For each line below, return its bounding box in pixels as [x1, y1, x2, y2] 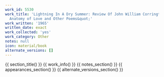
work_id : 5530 [5, 7, 34, 12]
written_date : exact [5, 25, 47, 30]
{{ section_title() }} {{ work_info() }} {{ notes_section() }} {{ [5, 61, 123, 67]
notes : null [5, 39, 29, 44]
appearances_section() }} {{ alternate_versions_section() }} [5, 66, 123, 72]
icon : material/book [5, 43, 47, 48]
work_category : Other [5, 35, 49, 39]
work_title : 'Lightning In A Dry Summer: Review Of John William [5, 12, 141, 17]
